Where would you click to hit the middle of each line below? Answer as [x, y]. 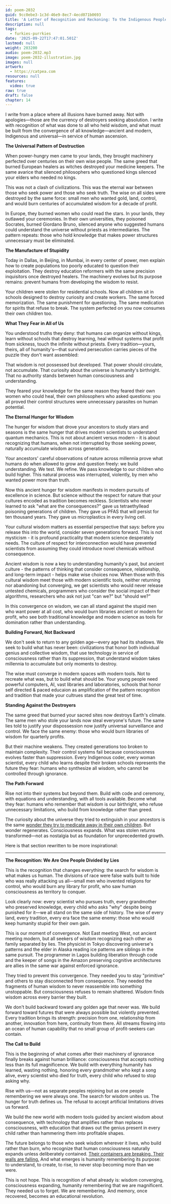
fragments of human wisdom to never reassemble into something [74, 986]
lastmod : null [20, 43]
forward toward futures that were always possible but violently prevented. [83, 1012]
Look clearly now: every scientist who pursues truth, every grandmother [81, 902]
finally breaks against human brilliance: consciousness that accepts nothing [85, 1059]
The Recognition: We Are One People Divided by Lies [62, 860]
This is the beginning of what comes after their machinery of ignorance [80, 1054]
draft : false [19, 95]
